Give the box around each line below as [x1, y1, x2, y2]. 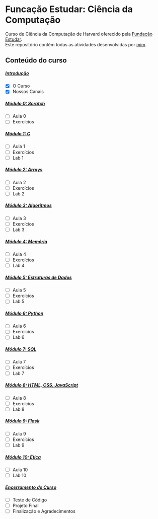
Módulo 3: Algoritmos [5, 202, 52, 208]
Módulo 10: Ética [5, 454, 41, 460]
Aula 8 [12, 395, 26, 401]
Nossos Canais [12, 89, 44, 95]
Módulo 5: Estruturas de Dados [5, 274, 72, 280]
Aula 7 [12, 359, 26, 365]
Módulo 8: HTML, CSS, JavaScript [5, 382, 78, 388]
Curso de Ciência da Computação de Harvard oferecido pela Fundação [5, 31, 152, 37]
